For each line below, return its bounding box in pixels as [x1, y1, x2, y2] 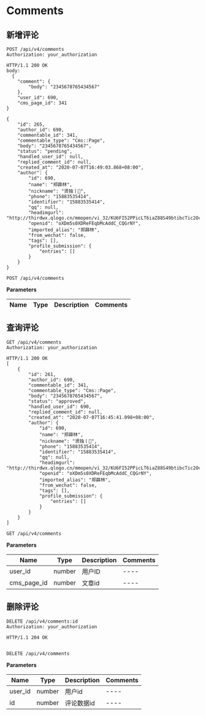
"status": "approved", [28, 398, 86, 404]
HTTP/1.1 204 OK [6, 634, 48, 641]
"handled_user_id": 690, [28, 403, 92, 410]
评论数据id [64, 699, 95, 707]
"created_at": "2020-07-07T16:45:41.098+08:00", [28, 414, 155, 420]
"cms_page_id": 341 [17, 100, 67, 106]
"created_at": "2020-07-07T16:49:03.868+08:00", [17, 164, 144, 171]
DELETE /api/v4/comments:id [6, 618, 78, 625]
